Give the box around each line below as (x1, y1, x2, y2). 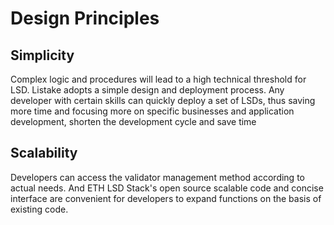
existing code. (10, 203, 69, 215)
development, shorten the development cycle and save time (10, 116, 257, 127)
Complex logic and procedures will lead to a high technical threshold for (10, 73, 307, 85)
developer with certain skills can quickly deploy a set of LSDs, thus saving (10, 95, 316, 106)
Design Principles (10, 7, 160, 30)
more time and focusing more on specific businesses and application (10, 105, 295, 117)
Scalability (10, 145, 78, 162)
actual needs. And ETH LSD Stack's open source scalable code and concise (10, 182, 324, 194)
